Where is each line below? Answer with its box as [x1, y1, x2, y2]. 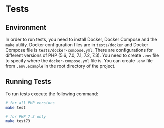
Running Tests [5, 77, 51, 86]
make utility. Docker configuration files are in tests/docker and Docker [5, 42, 149, 48]
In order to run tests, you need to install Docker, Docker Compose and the [5, 36, 157, 42]
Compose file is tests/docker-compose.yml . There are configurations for [5, 47, 153, 53]
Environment [5, 23, 47, 32]
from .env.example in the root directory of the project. [5, 63, 116, 69]
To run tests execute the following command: [5, 91, 99, 97]
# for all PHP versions [5, 100, 55, 105]
